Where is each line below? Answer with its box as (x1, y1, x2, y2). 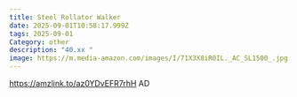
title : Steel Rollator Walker (9, 12, 122, 22)
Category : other (9, 37, 69, 47)
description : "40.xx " (9, 46, 93, 55)
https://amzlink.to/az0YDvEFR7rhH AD (9, 78, 150, 88)
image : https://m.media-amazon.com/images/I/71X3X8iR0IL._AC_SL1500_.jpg (9, 54, 289, 63)
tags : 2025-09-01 (9, 29, 74, 38)
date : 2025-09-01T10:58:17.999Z (9, 21, 129, 30)
